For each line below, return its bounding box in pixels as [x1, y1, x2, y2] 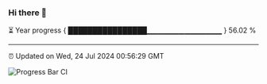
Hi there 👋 [8, 7, 48, 18]
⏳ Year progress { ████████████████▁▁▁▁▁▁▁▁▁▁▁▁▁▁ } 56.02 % [8, 25, 257, 35]
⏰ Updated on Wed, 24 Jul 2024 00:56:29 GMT [8, 52, 164, 61]
